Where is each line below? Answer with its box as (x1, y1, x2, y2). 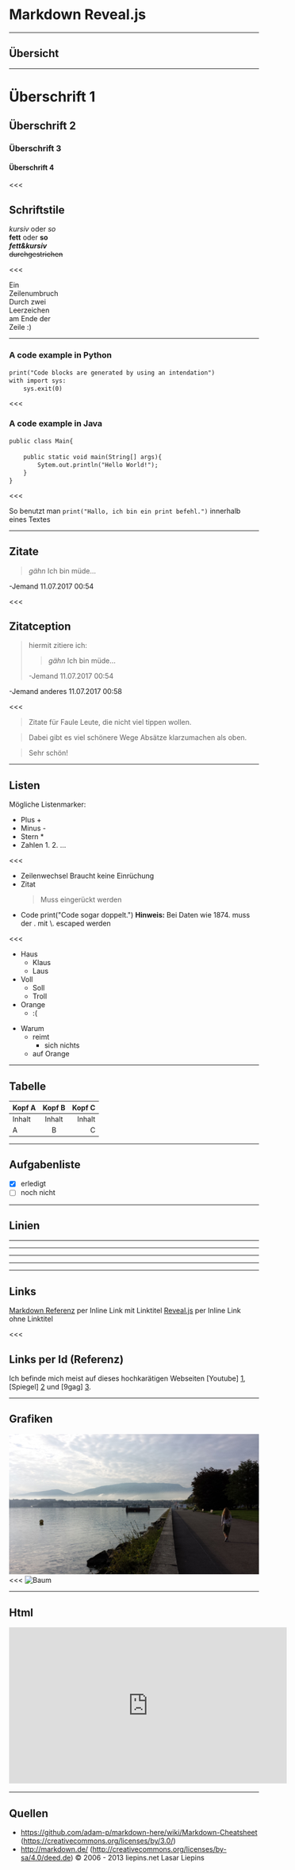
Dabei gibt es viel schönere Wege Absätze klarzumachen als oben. (28, 733, 247, 742)
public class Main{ (9, 437, 74, 445)
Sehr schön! (28, 748, 68, 758)
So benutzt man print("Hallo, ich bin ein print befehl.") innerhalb (9, 506, 241, 515)
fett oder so (9, 232, 48, 243)
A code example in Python (9, 350, 113, 361)
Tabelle (9, 1079, 47, 1093)
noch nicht (20, 1188, 56, 1197)
